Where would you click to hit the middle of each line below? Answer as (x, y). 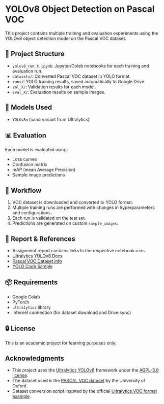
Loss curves (25, 159)
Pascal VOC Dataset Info (37, 261)
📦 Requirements (31, 283)
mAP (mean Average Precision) (44, 170)
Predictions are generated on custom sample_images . (65, 223)
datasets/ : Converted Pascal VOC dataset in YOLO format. (71, 76)
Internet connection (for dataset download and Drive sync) (71, 312)
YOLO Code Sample (32, 266)
